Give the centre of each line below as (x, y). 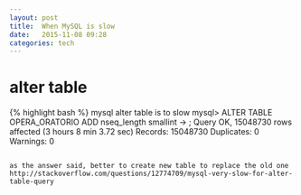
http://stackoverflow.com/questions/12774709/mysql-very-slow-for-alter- (151, 174)
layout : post (34, 18)
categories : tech (42, 43)
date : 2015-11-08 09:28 (58, 34)
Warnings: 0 (32, 142)
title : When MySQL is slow (62, 26)
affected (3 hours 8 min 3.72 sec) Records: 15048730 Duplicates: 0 (134, 132)
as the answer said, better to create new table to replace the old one (149, 166)
